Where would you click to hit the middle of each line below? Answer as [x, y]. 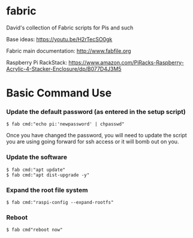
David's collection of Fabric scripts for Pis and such [70, 28]
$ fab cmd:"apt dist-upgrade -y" [48, 175]
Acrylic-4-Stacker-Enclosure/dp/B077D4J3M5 [64, 69]
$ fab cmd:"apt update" [36, 170]
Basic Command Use [59, 93]
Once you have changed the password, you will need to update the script [96, 135]
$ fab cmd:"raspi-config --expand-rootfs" [60, 203]
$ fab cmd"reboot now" [34, 230]
